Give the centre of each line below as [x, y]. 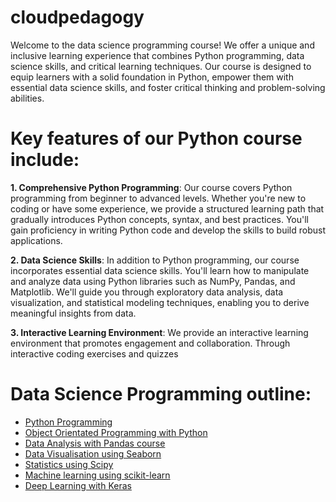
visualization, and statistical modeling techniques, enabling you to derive [160, 302]
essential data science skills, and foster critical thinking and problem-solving [168, 87]
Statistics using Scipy [69, 464]
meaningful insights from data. [73, 313]
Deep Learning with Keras [78, 485]
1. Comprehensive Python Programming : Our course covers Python [151, 187]
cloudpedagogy [77, 17]
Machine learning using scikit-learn [97, 475]
